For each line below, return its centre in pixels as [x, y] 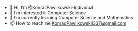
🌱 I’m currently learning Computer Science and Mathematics [71, 18]
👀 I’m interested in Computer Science [48, 13]
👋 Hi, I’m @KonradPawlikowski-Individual [52, 8]
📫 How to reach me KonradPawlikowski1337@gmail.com [68, 23]
